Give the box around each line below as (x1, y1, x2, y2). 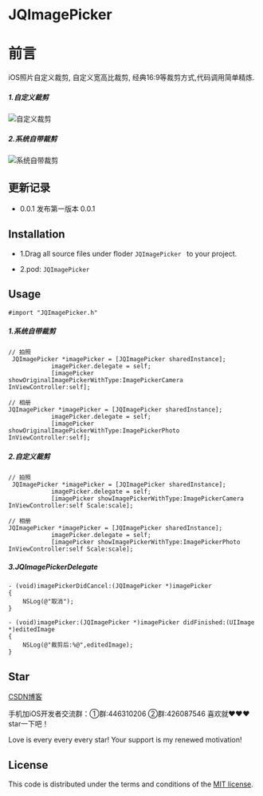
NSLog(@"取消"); (22, 598, 74, 606)
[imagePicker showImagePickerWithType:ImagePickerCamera (50, 495, 245, 503)
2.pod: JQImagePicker (19, 264, 90, 273)
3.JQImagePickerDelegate (8, 562, 98, 572)
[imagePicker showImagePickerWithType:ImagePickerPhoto (50, 538, 241, 547)
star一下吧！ (8, 719, 49, 729)
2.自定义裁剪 (8, 452, 50, 461)
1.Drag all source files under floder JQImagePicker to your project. (19, 249, 237, 258)
